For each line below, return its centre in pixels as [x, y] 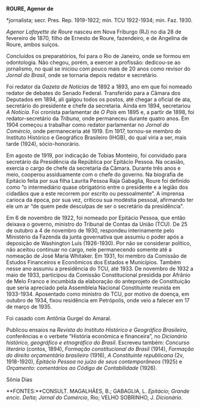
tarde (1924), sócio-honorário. [43, 144]
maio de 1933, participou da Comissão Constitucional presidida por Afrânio [99, 275]
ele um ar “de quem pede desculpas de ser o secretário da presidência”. [95, 206]
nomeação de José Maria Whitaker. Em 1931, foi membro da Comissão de [96, 256]
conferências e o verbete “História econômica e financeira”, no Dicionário [97, 336]
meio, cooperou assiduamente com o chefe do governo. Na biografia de [95, 175]
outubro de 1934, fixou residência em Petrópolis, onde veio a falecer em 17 [98, 300]
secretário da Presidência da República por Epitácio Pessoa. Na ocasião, [96, 162]
